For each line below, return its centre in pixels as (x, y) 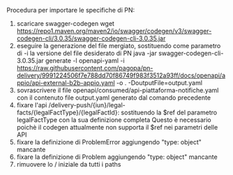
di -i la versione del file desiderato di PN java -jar (87, 53)
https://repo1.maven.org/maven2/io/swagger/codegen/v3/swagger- (114, 31)
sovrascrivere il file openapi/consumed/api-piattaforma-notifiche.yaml (118, 90)
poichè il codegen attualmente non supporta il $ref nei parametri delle (117, 127)
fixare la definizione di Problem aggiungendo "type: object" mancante (117, 157)
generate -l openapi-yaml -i (85, 61)
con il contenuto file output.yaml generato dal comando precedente (113, 98)
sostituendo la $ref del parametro (169, 112)
